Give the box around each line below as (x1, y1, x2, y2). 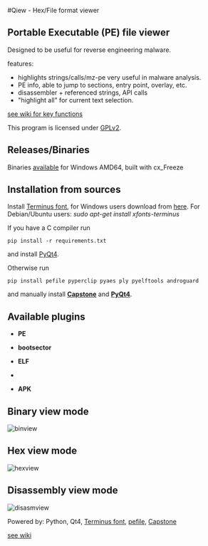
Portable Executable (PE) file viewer (7, 26, 170, 38)
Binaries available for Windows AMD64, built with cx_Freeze (7, 163, 184, 172)
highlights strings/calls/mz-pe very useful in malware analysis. (17, 73, 202, 81)
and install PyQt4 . (7, 250, 59, 258)
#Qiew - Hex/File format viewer (7, 6, 100, 14)
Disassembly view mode (7, 484, 118, 497)
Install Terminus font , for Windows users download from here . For (7, 202, 201, 211)
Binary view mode (7, 405, 89, 417)
